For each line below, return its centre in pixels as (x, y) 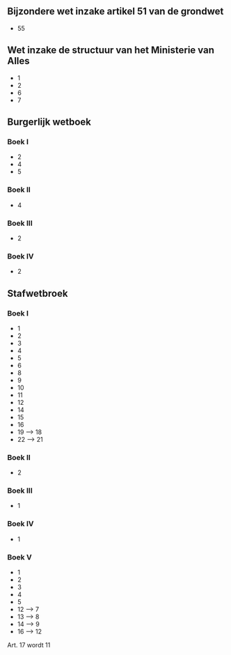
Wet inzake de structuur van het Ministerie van (111, 51)
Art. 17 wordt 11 (29, 645)
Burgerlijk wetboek (49, 122)
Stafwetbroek (38, 293)
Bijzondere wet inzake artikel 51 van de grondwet (115, 11)
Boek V (20, 557)
